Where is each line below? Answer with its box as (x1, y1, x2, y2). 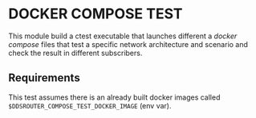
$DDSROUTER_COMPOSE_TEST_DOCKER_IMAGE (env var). (8, 100, 172, 110)
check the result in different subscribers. (8, 48, 143, 57)
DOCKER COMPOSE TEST (8, 5, 183, 23)
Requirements (8, 71, 80, 85)
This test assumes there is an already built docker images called (8, 92, 221, 102)
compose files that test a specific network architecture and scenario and (8, 39, 249, 49)
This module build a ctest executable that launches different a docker (8, 31, 238, 41)
